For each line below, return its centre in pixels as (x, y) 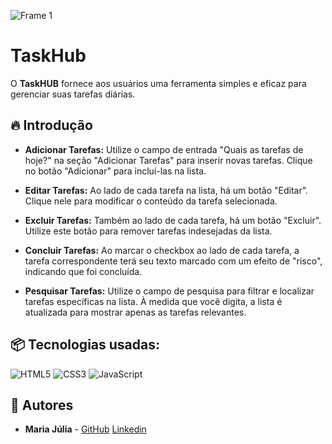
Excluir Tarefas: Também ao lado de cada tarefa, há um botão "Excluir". (173, 220)
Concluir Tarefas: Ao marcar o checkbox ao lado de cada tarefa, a (162, 250)
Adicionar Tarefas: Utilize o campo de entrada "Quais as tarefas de (164, 149)
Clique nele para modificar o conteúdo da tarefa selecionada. (151, 201)
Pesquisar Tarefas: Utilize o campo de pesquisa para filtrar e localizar (169, 291)
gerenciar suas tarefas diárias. (73, 94)
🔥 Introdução (51, 125)
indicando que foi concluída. (83, 271)
